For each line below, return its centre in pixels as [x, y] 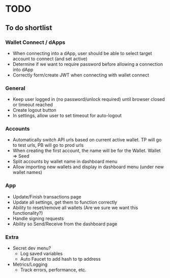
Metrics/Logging [30, 264]
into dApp [23, 69]
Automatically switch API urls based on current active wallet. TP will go [87, 140]
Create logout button [34, 110]
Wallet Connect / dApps [35, 42]
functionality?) [28, 213]
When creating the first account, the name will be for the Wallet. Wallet [87, 150]
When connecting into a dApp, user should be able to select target [82, 53]
